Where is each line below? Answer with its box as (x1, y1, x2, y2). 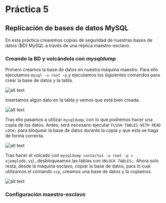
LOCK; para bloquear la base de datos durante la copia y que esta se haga (5, 128, 158, 134)
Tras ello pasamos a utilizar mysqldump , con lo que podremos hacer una (5, 116, 153, 123)
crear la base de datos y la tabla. (5, 77, 73, 84)
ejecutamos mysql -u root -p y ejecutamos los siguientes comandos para (5, 72, 160, 78)
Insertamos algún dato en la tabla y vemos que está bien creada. (5, 97, 140, 103)
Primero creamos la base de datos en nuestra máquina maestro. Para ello (5, 67, 158, 73)
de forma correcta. (5, 133, 45, 139)
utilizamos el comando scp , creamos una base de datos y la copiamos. (5, 169, 152, 175)
